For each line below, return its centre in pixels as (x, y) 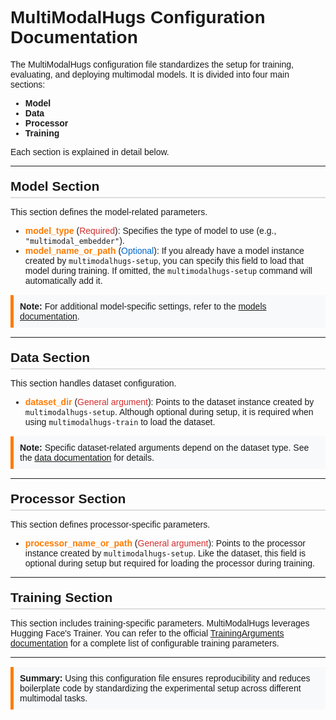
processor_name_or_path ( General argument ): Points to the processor (165, 543)
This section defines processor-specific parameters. (110, 524)
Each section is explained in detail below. (90, 151)
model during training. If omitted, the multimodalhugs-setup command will (168, 270)
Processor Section (68, 498)
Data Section (50, 357)
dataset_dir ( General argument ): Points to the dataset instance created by (169, 401)
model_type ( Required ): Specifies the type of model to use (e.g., (150, 230)
